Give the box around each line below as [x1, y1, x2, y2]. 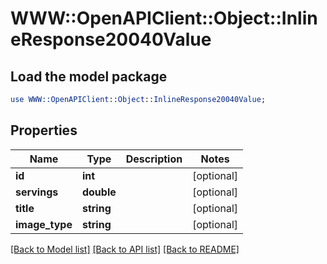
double [81, 185, 117, 199]
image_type [15, 217, 73, 231]
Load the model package [10, 68, 168, 85]
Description [125, 152, 183, 166]
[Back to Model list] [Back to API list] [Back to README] [10, 243, 240, 255]
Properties [10, 122, 78, 139]
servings [15, 185, 59, 199]
